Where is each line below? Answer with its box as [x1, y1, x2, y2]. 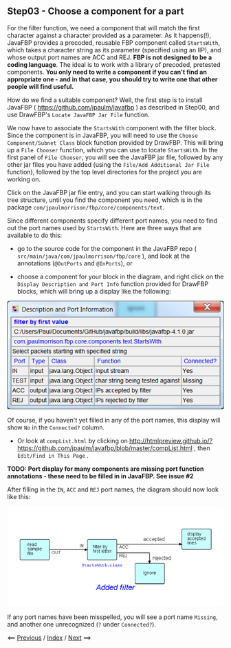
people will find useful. [7, 82, 74, 90]
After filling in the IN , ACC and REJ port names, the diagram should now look [7, 485, 219, 494]
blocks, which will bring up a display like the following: [16, 287, 171, 295]
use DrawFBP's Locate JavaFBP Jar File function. [7, 110, 150, 119]
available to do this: [7, 231, 63, 239]
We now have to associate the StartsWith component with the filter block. [7, 123, 217, 132]
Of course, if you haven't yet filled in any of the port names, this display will [7, 416, 221, 424]
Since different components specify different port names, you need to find [7, 216, 218, 225]
